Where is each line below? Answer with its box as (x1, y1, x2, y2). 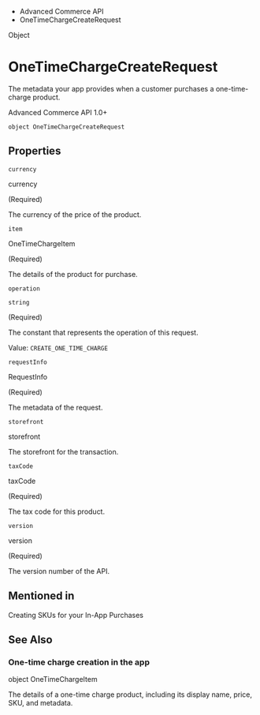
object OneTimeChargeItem (8, 675, 98, 684)
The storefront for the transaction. (8, 447, 119, 456)
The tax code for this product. (8, 507, 105, 516)
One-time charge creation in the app (8, 657, 150, 668)
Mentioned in (8, 590, 75, 603)
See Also (8, 633, 53, 646)
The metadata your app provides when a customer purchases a (8, 84, 214, 93)
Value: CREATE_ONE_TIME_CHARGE (8, 343, 109, 352)
